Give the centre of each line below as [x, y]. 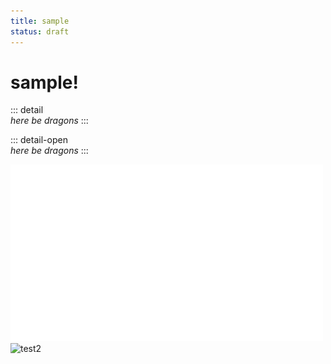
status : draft [40, 31]
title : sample [40, 21]
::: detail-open [39, 140]
